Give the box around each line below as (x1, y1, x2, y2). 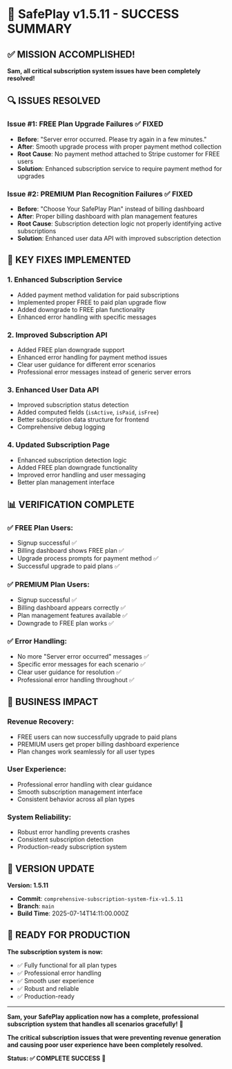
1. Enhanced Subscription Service (7, 275, 123, 284)
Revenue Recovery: (7, 717, 75, 727)
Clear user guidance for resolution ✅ (17, 668, 122, 676)
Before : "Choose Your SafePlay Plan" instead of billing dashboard (17, 204, 205, 213)
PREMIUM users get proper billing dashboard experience (17, 740, 180, 748)
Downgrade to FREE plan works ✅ (17, 619, 114, 627)
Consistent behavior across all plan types (17, 795, 135, 803)
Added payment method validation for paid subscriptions (17, 291, 180, 299)
